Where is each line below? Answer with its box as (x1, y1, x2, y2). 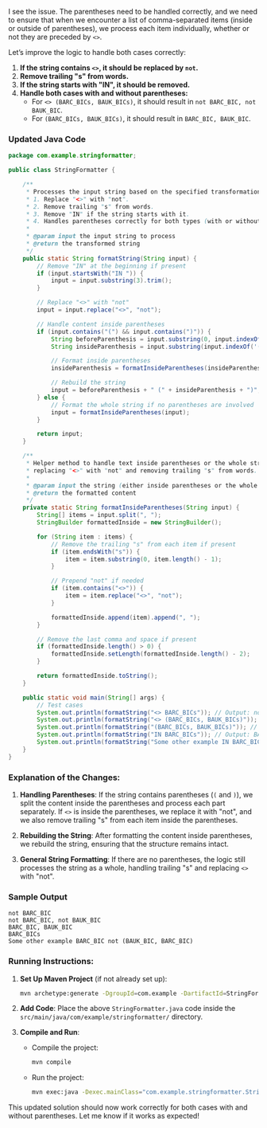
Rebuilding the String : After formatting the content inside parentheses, (19, 830, 253, 840)
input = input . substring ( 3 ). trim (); (50, 276, 172, 285)
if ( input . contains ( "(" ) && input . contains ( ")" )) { (37, 327, 212, 335)
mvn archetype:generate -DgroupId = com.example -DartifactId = (19, 989, 227, 997)
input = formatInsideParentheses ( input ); (50, 408, 191, 417)
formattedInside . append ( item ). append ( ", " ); (50, 613, 201, 621)
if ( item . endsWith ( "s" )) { (50, 547, 141, 556)
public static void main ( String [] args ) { (22, 693, 165, 702)
